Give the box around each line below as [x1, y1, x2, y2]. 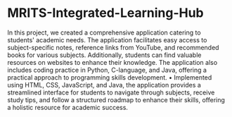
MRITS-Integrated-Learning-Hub [7, 5, 204, 21]
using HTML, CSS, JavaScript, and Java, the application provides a [7, 80, 202, 89]
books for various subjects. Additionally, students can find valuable [7, 51, 202, 59]
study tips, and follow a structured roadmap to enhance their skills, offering [7, 95, 225, 104]
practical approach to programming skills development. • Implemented [7, 73, 212, 82]
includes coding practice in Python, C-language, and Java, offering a [7, 66, 207, 74]
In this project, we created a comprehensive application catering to [7, 28, 202, 37]
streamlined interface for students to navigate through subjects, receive [7, 88, 215, 97]
